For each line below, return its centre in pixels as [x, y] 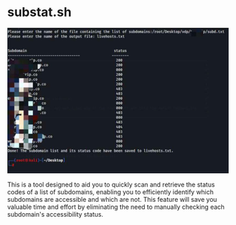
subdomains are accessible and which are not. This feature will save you [112, 200]
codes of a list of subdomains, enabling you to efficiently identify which [111, 192]
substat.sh [39, 12]
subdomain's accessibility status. [55, 214]
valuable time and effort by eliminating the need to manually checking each [116, 207]
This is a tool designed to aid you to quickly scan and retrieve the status [111, 185]
